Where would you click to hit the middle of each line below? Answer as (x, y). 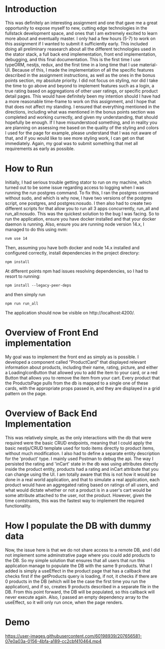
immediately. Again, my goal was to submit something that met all (72, 143)
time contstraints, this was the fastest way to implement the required (75, 500)
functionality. (18, 506)
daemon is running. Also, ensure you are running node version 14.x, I (75, 224)
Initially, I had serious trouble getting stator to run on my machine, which (78, 182)
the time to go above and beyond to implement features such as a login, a (80, 85)
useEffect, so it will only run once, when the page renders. (64, 602)
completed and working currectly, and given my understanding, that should (82, 117)
